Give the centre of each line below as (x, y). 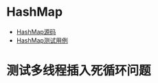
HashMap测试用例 (42, 40)
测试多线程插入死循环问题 (79, 71)
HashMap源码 (36, 32)
